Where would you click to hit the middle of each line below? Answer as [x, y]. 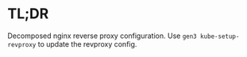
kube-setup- [220, 36]
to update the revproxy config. [87, 44]
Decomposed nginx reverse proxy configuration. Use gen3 [102, 36]
